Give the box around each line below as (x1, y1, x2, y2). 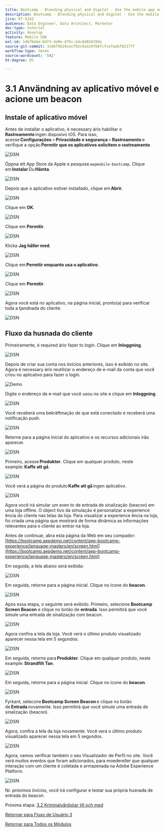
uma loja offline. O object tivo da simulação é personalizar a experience (5, 507, 150, 513)
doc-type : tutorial (5, 26, 45, 31)
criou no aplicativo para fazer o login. (5, 372, 81, 378)
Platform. (5, 768, 24, 774)
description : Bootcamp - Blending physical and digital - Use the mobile (5, 12, 160, 17)
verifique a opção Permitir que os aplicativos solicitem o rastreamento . (5, 142, 151, 148)
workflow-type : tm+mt (5, 48, 50, 53)
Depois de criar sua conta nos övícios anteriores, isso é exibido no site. (5, 361, 149, 367)
